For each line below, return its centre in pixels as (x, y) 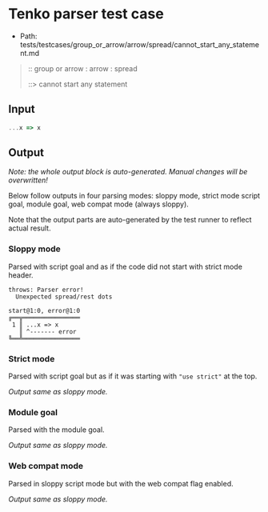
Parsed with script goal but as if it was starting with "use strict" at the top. (133, 376)
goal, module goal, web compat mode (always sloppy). (99, 204)
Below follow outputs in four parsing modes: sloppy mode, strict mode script (134, 196)
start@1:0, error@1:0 (44, 310)
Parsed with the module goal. (57, 430)
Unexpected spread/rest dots (64, 297)
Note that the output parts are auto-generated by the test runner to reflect (130, 220)
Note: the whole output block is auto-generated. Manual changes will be (128, 172)
